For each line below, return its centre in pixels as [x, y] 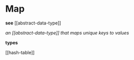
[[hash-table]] [20, 52]
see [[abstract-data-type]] [33, 23]
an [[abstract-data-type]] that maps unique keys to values [67, 33]
